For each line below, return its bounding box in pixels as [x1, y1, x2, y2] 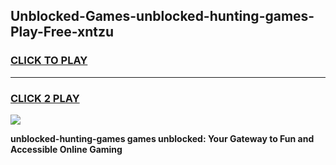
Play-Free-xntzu [10, 24, 115, 41]
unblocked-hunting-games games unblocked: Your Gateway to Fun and [10, 132, 315, 144]
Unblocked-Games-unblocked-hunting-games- [10, 8, 315, 25]
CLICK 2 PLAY [10, 91, 80, 105]
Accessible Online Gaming [10, 143, 123, 155]
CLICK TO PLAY [10, 54, 88, 68]
